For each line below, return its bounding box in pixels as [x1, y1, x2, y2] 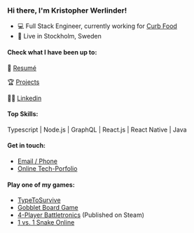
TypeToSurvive [17, 196, 61, 204]
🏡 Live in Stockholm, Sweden [17, 32, 102, 41]
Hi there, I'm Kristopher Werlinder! [7, 6, 127, 15]
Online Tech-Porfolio [17, 164, 78, 173]
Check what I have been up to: [7, 48, 97, 56]
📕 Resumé [7, 64, 37, 72]
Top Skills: [7, 110, 39, 118]
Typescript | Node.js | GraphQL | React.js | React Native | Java [7, 125, 187, 134]
